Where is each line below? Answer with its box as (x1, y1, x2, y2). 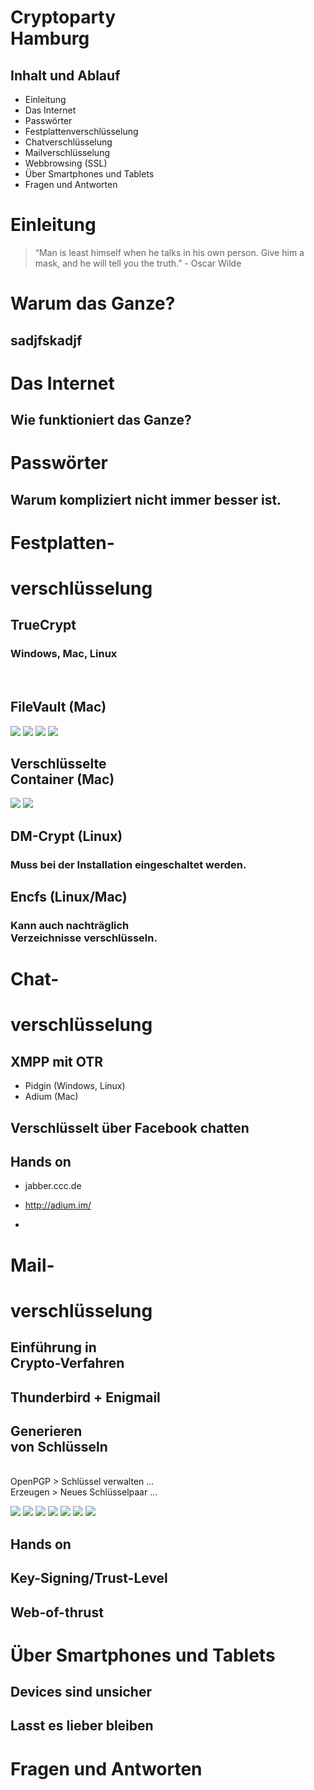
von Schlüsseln (10, 1438, 108, 1455)
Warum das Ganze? (10, 292, 176, 315)
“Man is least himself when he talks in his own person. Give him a (34, 246, 305, 258)
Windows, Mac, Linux (10, 647, 118, 661)
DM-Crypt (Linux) (10, 827, 123, 845)
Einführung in (10, 1339, 97, 1356)
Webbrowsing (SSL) (24, 157, 108, 169)
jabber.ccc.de (24, 1180, 82, 1192)
